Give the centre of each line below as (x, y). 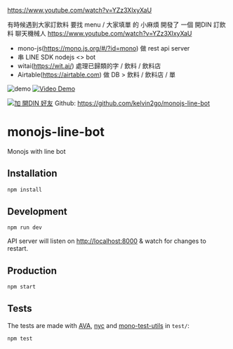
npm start (22, 287)
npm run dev (25, 228)
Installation (32, 174)
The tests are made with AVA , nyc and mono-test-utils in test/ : (98, 325)
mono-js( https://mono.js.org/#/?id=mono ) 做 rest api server (104, 48)
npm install (25, 190)
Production (32, 271)
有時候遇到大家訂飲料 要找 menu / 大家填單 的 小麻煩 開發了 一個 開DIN (109, 25)
